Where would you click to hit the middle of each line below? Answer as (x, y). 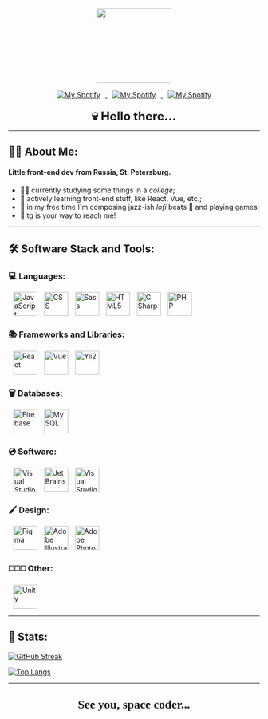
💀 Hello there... (134, 116)
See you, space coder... (134, 704)
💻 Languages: (37, 276)
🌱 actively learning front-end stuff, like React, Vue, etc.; (110, 198)
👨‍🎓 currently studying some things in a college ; (97, 190)
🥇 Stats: (28, 637)
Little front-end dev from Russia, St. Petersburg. (90, 172)
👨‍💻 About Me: (43, 152)
